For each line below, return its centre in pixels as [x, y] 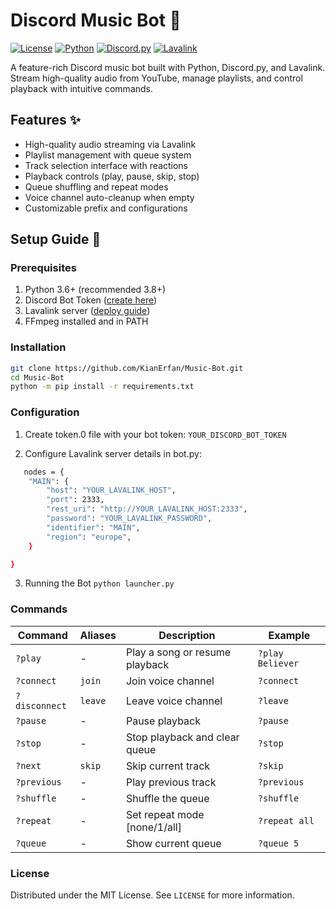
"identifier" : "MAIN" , [93, 527]
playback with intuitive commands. [82, 88]
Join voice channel [170, 681]
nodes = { [44, 472]
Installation [38, 347]
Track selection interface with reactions [106, 165]
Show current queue [173, 843]
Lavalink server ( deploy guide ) [87, 311]
